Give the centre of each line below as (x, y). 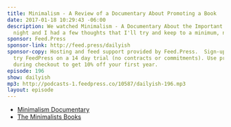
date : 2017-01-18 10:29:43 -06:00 (57, 20)
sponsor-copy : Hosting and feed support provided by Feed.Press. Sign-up (117, 52)
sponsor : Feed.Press (37, 39)
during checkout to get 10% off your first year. (86, 65)
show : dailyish (29, 77)
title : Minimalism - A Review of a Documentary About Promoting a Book (112, 13)
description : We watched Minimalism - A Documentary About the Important (115, 26)
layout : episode (30, 90)
